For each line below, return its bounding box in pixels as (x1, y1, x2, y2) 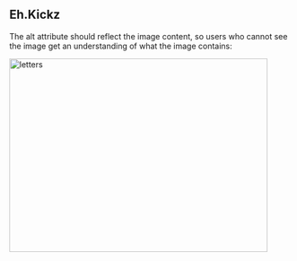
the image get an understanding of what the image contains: (9, 40, 233, 51)
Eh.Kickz (9, 7, 61, 22)
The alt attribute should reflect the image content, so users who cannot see (9, 30, 288, 41)
